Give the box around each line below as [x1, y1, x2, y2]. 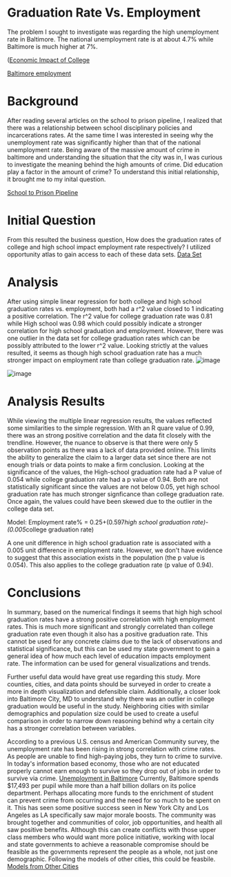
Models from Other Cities [7, 862, 79, 870]
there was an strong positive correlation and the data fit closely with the [7, 431, 212, 440]
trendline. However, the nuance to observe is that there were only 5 [7, 438, 199, 446]
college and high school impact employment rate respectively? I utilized [7, 243, 211, 251]
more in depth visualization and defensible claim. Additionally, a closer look [7, 687, 221, 695]
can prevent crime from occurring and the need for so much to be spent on [7, 796, 221, 804]
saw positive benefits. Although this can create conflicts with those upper [7, 825, 217, 833]
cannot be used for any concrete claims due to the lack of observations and [7, 637, 223, 645]
